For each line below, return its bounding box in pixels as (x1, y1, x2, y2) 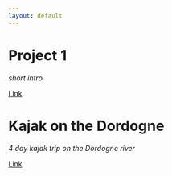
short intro (8, 73, 43, 83)
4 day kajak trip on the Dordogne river (8, 143, 135, 153)
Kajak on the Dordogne (8, 117, 165, 135)
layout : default (8, 11, 63, 20)
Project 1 (8, 46, 67, 64)
